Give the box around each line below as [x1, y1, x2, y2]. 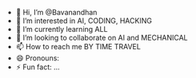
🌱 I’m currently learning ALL [15, 25, 108, 33]
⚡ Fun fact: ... [15, 62, 60, 72]
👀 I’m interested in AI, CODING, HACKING [15, 16, 152, 25]
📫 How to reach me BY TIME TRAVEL [15, 42, 142, 51]
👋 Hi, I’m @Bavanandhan [15, 8, 98, 17]
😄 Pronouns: [15, 53, 60, 63]
